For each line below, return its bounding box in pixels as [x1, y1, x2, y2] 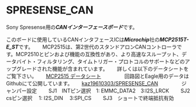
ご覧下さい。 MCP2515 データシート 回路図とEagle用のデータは [6, 73, 189, 80]
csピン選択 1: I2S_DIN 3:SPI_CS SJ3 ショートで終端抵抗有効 [6, 94, 174, 101]
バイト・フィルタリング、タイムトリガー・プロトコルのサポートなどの [16, 58, 185, 65]
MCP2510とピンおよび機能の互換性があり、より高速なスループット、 [15, 50, 182, 57]
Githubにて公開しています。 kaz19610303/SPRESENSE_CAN [6, 80, 159, 87]
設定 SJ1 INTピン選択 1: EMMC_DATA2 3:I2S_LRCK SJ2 [26, 87, 190, 94]
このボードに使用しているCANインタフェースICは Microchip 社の [6, 36, 160, 43]
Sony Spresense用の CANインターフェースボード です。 [6, 23, 138, 30]
